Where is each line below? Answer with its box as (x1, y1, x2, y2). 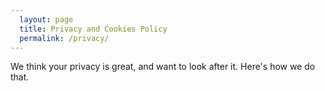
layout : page (19, 14, 74, 25)
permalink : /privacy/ (19, 33, 110, 43)
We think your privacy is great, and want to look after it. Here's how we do (10, 61, 316, 73)
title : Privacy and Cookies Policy (19, 24, 168, 34)
